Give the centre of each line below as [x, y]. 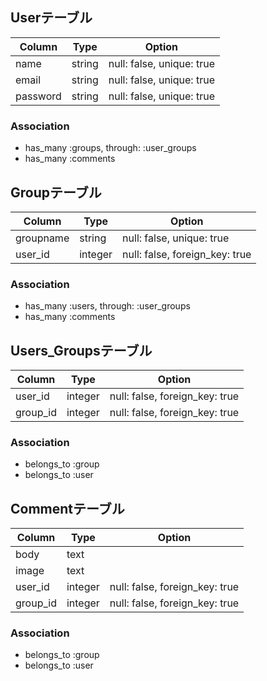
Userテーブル [51, 18]
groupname [42, 238]
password [38, 96]
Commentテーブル [67, 508]
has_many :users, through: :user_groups [107, 306]
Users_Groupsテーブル [81, 350]
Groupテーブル [56, 192]
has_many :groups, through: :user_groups [110, 148]
